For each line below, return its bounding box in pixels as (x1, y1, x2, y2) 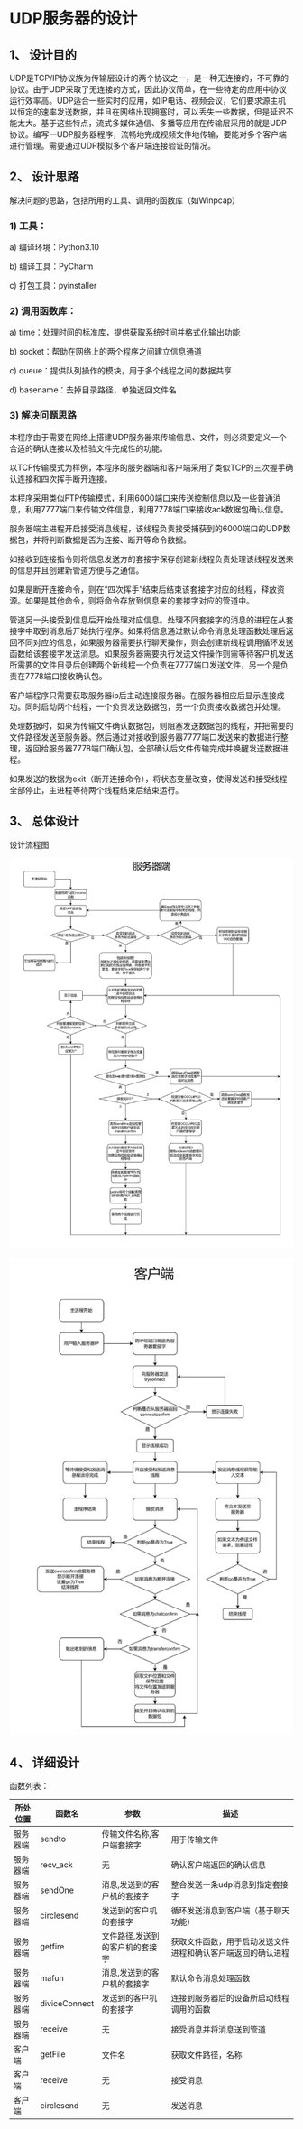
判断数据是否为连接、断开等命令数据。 (48, 534, 191, 545)
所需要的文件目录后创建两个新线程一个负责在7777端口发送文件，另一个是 (9, 659, 281, 670)
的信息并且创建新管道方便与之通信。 (9, 565, 144, 576)
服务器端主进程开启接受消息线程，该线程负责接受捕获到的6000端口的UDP (9, 522, 283, 533)
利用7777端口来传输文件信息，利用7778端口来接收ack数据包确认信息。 (24, 503, 289, 514)
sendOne (40, 1885, 75, 1895)
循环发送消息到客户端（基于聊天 (170, 1904, 290, 1915)
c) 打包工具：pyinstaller (9, 281, 97, 291)
